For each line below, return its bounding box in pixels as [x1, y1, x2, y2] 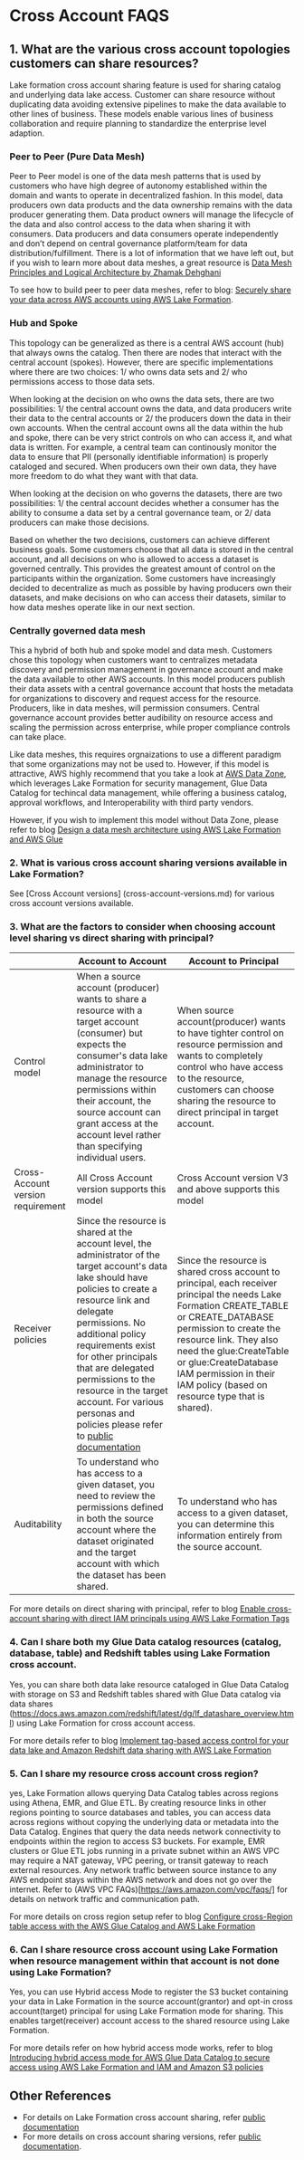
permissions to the [76, 1373, 156, 1386]
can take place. [9, 731, 67, 742]
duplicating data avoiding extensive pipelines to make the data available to [9, 99, 287, 110]
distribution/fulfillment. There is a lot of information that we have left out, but [9, 248, 294, 259]
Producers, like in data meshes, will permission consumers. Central [9, 702, 260, 713]
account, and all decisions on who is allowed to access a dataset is [9, 553, 260, 564]
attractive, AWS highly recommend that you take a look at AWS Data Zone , [9, 768, 287, 779]
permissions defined [76, 1501, 164, 1514]
